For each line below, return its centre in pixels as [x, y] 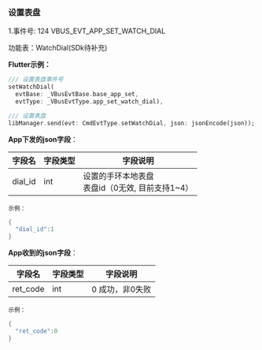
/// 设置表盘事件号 [36, 80]
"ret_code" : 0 [37, 331]
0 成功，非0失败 [122, 289]
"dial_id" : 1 [35, 229]
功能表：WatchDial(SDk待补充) [58, 48]
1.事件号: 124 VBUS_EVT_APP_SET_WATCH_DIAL [87, 31]
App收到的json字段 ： [43, 253]
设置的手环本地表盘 [119, 176]
